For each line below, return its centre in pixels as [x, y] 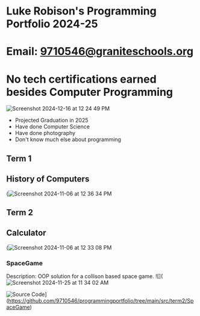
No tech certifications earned [81, 79]
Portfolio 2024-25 [52, 24]
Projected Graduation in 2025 [52, 120]
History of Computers [48, 179]
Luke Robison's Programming [81, 11]
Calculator [26, 233]
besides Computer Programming [90, 92]
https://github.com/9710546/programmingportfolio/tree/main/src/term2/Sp [101, 301]
